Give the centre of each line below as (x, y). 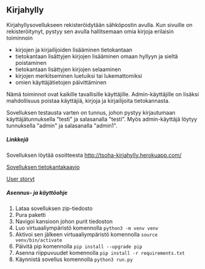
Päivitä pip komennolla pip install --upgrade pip (79, 246)
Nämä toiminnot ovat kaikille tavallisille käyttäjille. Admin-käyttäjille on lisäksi (102, 94)
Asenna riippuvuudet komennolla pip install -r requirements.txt (100, 252)
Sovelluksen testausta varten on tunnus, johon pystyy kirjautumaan (91, 112)
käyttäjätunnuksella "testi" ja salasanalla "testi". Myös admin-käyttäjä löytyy (102, 119)
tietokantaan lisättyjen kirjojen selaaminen (68, 69)
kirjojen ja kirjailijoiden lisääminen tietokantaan (74, 50)
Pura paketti (30, 214)
